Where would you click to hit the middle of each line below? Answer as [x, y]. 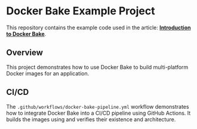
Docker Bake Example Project [81, 11]
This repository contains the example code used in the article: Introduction [98, 27]
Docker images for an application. [48, 73]
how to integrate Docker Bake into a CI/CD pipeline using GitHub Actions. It [98, 113]
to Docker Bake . [26, 33]
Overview [25, 53]
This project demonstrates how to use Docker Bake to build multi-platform [97, 67]
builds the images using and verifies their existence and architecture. [91, 119]
